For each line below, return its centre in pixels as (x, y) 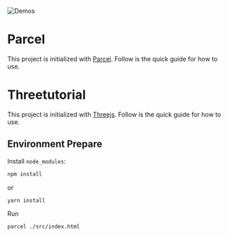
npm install (25, 174)
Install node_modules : (37, 161)
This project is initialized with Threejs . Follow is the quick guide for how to (114, 114)
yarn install (26, 200)
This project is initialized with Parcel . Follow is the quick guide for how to (113, 59)
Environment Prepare (55, 144)
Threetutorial (46, 95)
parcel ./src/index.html (44, 227)
